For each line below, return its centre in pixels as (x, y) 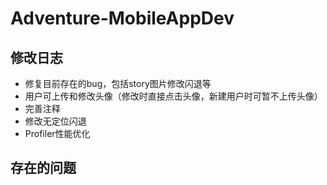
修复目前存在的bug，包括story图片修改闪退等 (118, 83)
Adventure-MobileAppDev (122, 18)
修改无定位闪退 (55, 121)
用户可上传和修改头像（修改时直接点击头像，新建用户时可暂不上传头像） (173, 96)
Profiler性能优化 (57, 133)
